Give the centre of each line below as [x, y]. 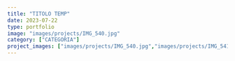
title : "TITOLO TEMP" [39, 14]
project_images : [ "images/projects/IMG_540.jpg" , [81, 46]
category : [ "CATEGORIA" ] [43, 40]
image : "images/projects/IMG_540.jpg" [64, 33]
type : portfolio [31, 27]
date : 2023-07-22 [33, 20]
